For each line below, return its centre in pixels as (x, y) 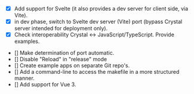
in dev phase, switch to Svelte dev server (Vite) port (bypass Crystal (98, 22)
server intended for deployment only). (61, 29)
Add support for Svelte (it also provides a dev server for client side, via (101, 9)
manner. (24, 78)
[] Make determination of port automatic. (64, 53)
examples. (27, 42)
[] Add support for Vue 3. (45, 84)
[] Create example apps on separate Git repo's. (72, 65)
